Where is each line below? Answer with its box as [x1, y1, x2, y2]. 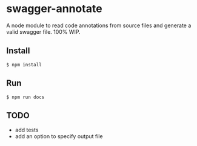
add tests [15, 126, 39, 134]
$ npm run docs [6, 94, 45, 100]
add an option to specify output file [15, 133, 103, 140]
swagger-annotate [6, 2, 102, 16]
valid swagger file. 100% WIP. [6, 28, 81, 35]
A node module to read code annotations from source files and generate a [6, 22, 192, 29]
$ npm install [6, 62, 42, 68]
